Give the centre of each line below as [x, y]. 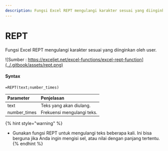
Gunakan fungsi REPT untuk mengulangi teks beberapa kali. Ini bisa [82, 133]
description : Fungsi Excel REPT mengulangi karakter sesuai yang [74, 10]
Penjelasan [52, 98]
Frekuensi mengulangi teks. [69, 112]
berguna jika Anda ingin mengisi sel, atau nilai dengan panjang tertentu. [86, 138]
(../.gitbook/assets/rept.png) [34, 64]
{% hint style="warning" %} [34, 123]
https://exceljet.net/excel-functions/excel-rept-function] [86, 59]
